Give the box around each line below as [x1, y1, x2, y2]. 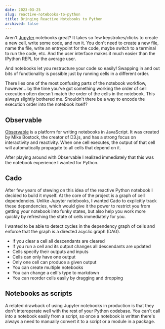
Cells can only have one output [12, 254, 76, 260]
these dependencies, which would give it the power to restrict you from [5, 203, 151, 209]
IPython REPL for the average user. [5, 56, 77, 62]
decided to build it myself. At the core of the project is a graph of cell [5, 192, 145, 198]
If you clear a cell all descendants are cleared [12, 238, 105, 244]
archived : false [5, 21, 39, 26]
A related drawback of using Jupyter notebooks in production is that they [5, 302, 154, 308]
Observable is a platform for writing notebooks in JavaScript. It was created [5, 129, 159, 135]
